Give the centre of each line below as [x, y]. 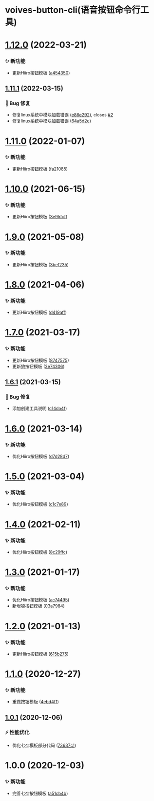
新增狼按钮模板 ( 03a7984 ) [38, 606]
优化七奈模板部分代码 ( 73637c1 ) [44, 745]
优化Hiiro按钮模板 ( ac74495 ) [41, 600]
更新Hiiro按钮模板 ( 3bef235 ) [40, 264]
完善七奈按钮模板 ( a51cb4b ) [40, 793]
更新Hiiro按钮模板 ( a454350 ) [41, 73]
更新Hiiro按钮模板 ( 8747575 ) [40, 360]
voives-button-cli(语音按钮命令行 [73, 10]
